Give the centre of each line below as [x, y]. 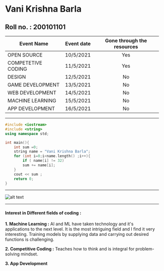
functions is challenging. [30, 239]
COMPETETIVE [25, 63]
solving [12, 254]
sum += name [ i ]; [39, 165]
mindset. [29, 254]
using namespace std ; [27, 134]
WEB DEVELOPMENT [32, 93]
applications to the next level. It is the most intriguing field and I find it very [80, 229]
